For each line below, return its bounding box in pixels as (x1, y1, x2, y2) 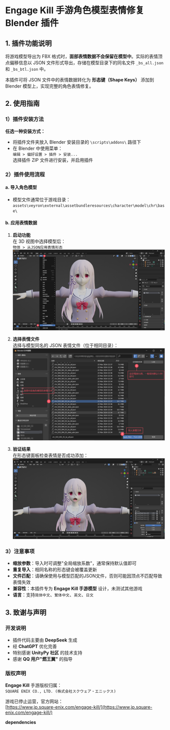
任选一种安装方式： (5, 128, 46, 134)
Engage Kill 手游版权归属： (5, 682, 62, 689)
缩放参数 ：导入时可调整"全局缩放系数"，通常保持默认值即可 (12, 560, 137, 567)
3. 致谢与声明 (5, 608, 47, 617)
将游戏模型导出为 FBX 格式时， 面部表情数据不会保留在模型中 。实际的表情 (5, 54, 158, 59)
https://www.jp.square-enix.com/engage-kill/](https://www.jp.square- (7, 704, 153, 710)
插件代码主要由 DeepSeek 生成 (12, 637, 77, 643)
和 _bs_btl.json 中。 (5, 66, 49, 72)
